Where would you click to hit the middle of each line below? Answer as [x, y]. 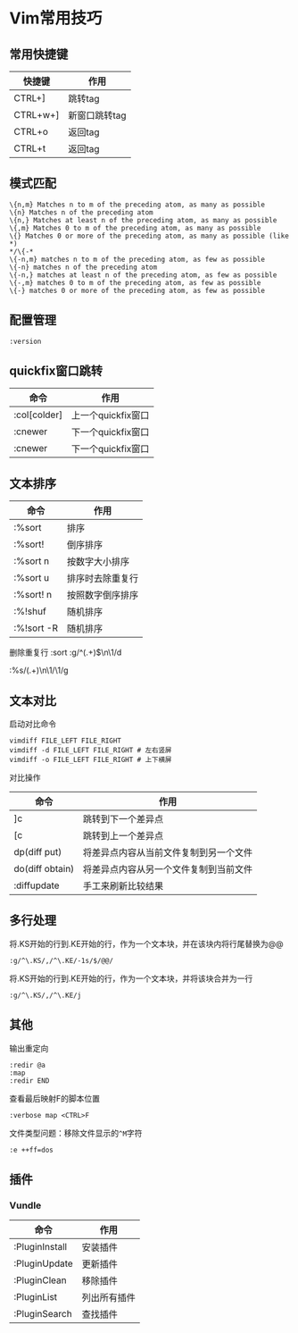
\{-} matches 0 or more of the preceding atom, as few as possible [137, 290]
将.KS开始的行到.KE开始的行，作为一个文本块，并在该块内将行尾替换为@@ [146, 943]
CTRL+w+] [37, 115]
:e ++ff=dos [31, 1150]
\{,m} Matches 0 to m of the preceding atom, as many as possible [135, 228]
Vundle [25, 1205]
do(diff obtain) [44, 869]
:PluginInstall [41, 1247]
